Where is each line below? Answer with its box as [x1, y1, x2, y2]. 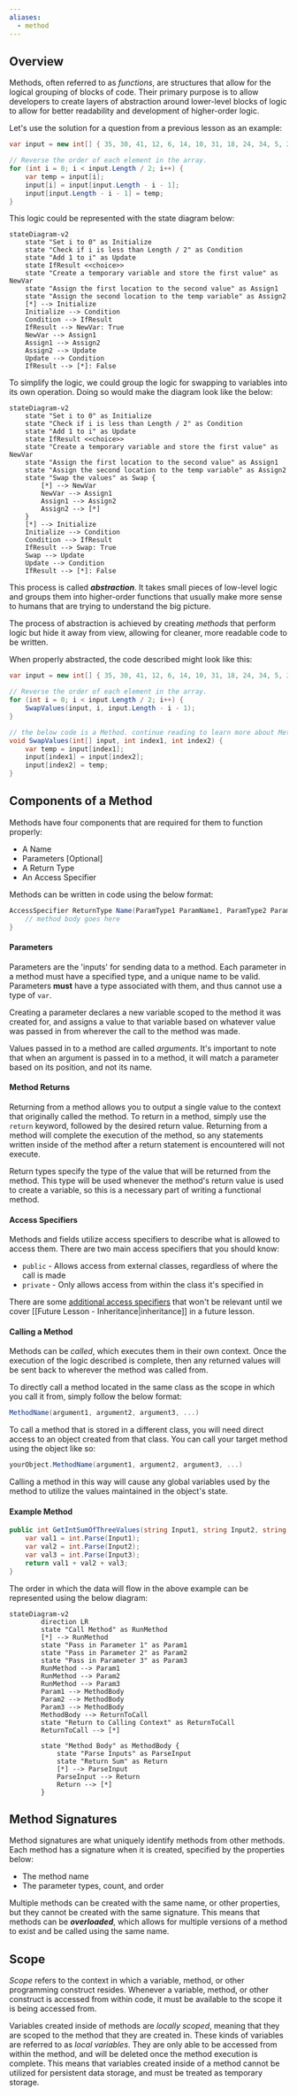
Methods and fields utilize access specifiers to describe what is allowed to [9, 1234, 280, 1245]
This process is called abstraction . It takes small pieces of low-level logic [9, 582, 278, 593]
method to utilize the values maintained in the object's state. [9, 1486, 228, 1497]
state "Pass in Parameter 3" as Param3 [41, 1656, 188, 1665]
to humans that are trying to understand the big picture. [9, 601, 211, 612]
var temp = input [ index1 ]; [25, 745, 125, 754]
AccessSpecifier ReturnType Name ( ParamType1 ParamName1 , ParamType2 [9, 906, 267, 915]
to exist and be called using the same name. [9, 1926, 170, 1937]
